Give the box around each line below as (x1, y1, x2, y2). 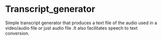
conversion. (5, 30, 29, 36)
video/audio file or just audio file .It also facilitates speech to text (5, 25, 138, 31)
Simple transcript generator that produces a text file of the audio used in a (5, 20, 158, 26)
